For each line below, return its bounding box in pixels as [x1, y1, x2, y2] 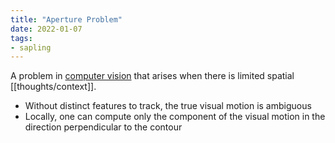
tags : [10, 33, 33, 43]
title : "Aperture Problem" [10, 14, 123, 25]
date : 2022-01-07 [10, 24, 83, 34]
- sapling [10, 42, 52, 53]
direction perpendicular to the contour [24, 121, 183, 133]
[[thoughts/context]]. [10, 81, 97, 93]
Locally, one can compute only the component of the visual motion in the [24, 111, 326, 123]
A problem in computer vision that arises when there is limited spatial [10, 70, 295, 82]
